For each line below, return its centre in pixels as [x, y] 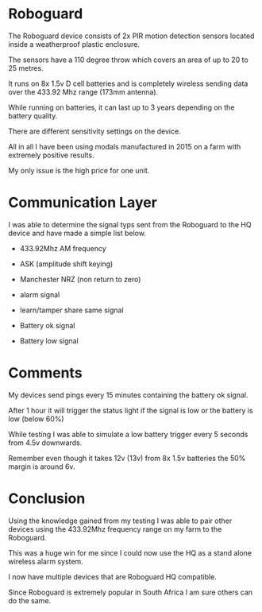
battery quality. [33, 115]
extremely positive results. [51, 155]
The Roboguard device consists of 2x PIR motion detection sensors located [131, 36]
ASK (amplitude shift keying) [66, 264]
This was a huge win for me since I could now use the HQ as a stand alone [130, 552]
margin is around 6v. [42, 467]
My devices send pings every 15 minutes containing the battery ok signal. [128, 395]
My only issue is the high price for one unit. [79, 170]
